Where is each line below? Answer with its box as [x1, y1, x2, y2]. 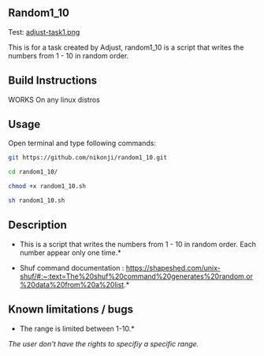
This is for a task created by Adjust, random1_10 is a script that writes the [8, 43, 244, 52]
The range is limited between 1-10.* [19, 324, 136, 333]
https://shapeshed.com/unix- [125, 263, 221, 272]
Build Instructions [8, 74, 98, 88]
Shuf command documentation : [19, 263, 125, 272]
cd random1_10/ [8, 168, 58, 176]
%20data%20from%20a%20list [19, 279, 125, 289]
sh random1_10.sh [8, 197, 65, 204]
